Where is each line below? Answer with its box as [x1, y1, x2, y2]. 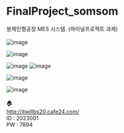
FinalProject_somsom [6, 4, 119, 18]
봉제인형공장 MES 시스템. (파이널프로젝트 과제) [6, 25, 118, 32]
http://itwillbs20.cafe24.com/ [6, 108, 79, 115]
